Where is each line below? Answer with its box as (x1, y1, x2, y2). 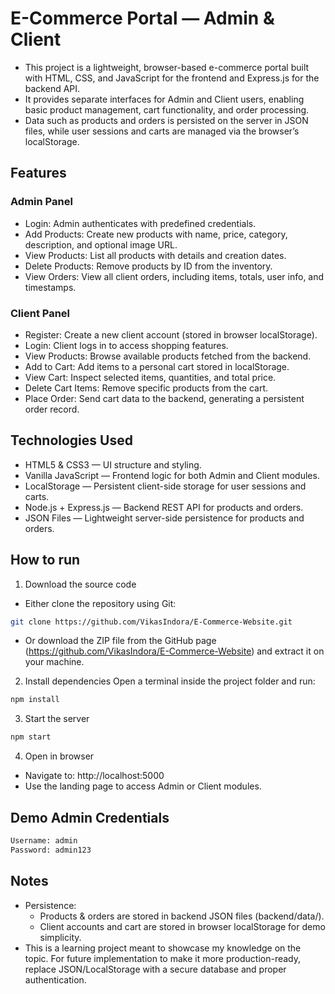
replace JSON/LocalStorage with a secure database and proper (24, 963, 287, 975)
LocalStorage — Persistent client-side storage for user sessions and (24, 480, 307, 492)
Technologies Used (10, 432, 133, 449)
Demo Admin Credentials (10, 809, 170, 826)
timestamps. (24, 281, 77, 293)
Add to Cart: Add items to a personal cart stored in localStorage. (24, 360, 290, 372)
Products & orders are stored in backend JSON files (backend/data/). (39, 910, 325, 922)
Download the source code (24, 578, 137, 590)
